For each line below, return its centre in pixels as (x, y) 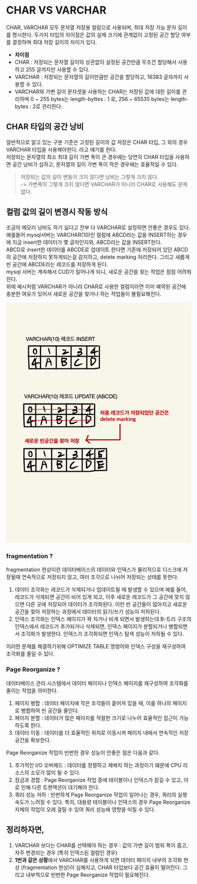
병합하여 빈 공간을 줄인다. (50, 710)
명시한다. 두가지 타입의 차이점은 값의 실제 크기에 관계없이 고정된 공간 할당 (96, 35)
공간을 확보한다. (33, 740)
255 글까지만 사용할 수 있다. (58, 69)
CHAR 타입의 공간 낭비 (45, 127)
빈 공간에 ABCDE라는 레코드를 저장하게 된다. (57, 264)
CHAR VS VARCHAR (56, 10)
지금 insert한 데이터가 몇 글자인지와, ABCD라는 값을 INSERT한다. (87, 242)
